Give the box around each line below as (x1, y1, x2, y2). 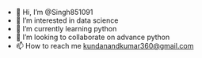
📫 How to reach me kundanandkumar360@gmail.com (15, 42, 194, 50)
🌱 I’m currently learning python (15, 24, 117, 33)
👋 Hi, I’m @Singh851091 (15, 8, 93, 16)
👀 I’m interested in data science (15, 16, 119, 25)
